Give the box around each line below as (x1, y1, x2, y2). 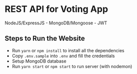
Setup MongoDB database (11, 58, 66, 64)
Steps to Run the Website (4, 34, 85, 43)
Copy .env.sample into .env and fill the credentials (11, 53, 115, 59)
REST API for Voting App (4, 3, 108, 15)
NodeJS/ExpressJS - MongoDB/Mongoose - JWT (4, 20, 107, 26)
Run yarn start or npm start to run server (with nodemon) (11, 63, 132, 69)
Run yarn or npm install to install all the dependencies (11, 47, 124, 53)
